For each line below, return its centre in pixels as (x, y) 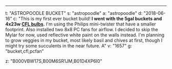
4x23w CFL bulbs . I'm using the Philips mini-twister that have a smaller (81, 24)
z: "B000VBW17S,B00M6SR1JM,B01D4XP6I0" (54, 61)
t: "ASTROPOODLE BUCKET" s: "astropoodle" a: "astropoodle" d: (74, 13)
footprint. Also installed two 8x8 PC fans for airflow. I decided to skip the (82, 29)
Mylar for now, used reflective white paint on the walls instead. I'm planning (85, 35)
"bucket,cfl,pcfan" (25, 51)
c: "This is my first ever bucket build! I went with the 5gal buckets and (88, 19)
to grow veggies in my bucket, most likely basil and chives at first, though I (84, 40)
